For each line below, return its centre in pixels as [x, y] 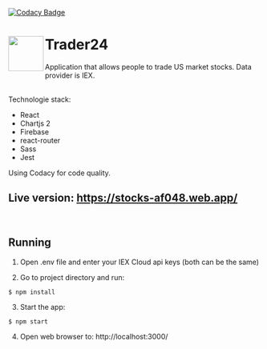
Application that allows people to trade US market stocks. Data [149, 66]
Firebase [34, 131]
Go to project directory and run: [72, 277]
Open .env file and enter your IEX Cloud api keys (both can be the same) [139, 262]
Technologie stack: [40, 99]
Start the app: [42, 307]
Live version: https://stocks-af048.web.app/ [123, 198]
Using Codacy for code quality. [59, 173]
